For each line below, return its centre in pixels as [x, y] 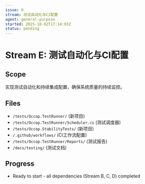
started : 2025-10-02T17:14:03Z [38, 24]
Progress [20, 164]
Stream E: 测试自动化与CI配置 [67, 55]
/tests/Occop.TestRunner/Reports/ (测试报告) [60, 141]
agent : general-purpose [30, 19]
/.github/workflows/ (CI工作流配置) [50, 135]
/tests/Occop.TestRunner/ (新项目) [49, 116]
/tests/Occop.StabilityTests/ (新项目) [53, 128]
